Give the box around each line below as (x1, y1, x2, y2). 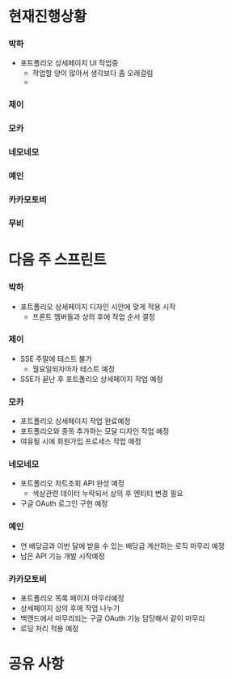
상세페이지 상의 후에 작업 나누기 (19, 603, 120, 613)
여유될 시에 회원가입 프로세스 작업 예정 (19, 436, 141, 446)
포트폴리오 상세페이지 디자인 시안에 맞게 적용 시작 (19, 301, 176, 312)
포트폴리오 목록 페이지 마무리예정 (19, 592, 124, 603)
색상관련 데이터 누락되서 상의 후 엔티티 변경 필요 (32, 489, 183, 499)
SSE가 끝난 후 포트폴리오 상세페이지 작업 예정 (19, 374, 163, 384)
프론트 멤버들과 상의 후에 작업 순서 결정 (32, 312, 156, 321)
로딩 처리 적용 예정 (19, 623, 79, 633)
